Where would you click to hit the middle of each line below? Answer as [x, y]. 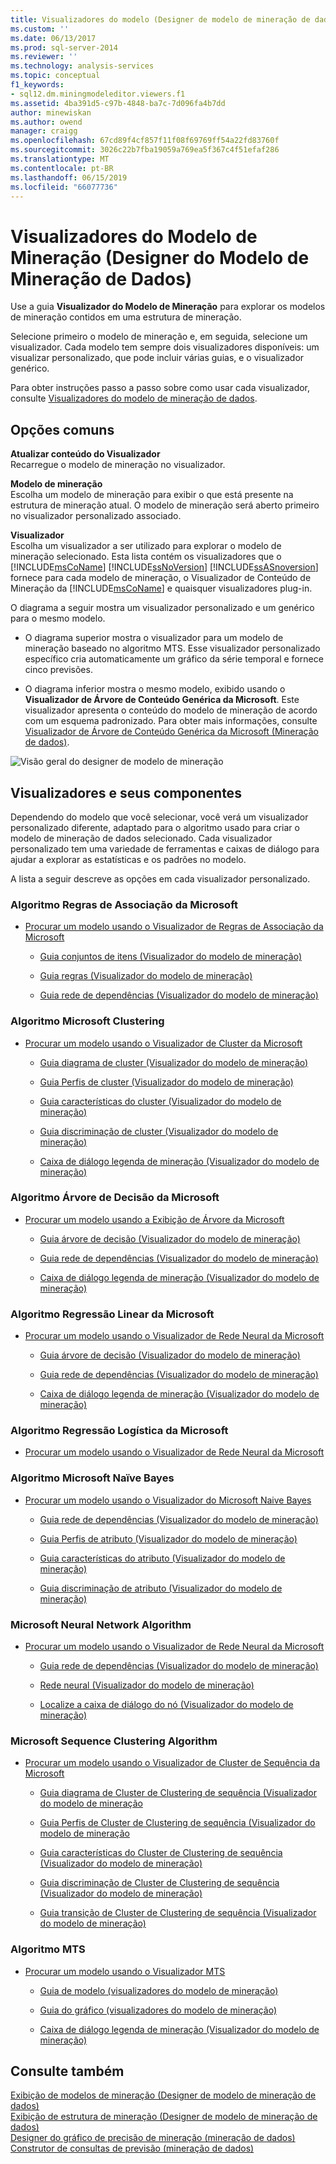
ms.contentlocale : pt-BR [62, 168]
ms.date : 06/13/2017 [53, 38]
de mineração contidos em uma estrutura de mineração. [126, 317]
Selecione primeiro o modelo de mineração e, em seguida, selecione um [159, 337]
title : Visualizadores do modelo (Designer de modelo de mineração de [160, 19]
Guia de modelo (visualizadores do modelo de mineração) [159, 1990]
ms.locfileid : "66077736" [64, 187]
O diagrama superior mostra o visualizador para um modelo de [154, 638]
